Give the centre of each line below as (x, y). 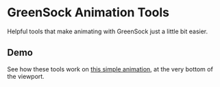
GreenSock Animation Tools (88, 13)
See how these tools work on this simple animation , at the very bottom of (110, 69)
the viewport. (26, 76)
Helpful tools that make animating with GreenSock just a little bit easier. (108, 31)
